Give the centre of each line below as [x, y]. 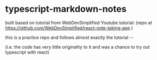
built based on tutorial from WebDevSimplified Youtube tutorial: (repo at [79, 23]
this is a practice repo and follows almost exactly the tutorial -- [70, 37]
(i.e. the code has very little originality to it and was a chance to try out [78, 47]
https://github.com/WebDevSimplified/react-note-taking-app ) [69, 28]
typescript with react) [27, 52]
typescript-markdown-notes [66, 9]
